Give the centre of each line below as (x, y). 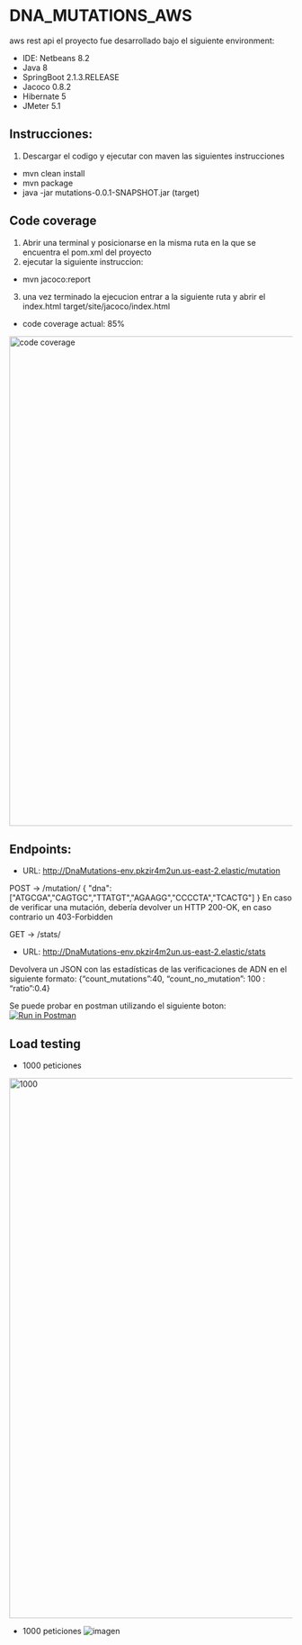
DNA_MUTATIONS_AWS (101, 16)
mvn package (48, 183)
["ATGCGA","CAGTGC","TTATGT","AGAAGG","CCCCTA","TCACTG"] (132, 898)
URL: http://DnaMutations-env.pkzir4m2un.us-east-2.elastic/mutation (151, 871)
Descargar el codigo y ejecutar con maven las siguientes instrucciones (153, 156)
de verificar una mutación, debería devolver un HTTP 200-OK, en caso (141, 908)
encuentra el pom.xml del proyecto (87, 252)
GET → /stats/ (35, 935)
